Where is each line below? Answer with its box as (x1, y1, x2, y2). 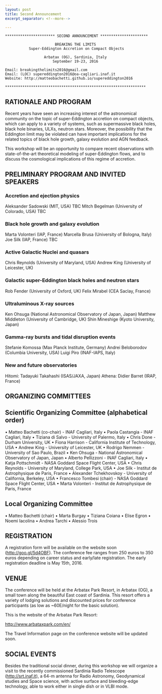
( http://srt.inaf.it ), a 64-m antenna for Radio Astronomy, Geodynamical (5, 673, 145, 679)
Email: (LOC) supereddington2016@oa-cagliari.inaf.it (5, 72, 116, 77)
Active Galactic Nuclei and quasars (5, 249, 89, 256)
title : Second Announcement (5, 12, 62, 16)
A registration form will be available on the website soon (5, 545, 117, 550)
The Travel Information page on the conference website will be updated (5, 631, 148, 637)
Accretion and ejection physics (5, 192, 80, 199)
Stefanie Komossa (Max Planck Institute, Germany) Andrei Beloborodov (5, 345, 147, 351)
